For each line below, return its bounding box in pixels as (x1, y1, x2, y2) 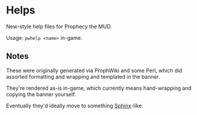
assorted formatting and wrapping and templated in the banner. (6, 73, 160, 80)
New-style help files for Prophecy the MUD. (6, 23, 112, 30)
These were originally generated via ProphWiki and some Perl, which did (6, 67, 183, 74)
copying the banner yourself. (6, 90, 77, 97)
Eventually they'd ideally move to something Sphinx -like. (6, 102, 143, 109)
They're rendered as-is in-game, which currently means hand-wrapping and (6, 84, 192, 92)
